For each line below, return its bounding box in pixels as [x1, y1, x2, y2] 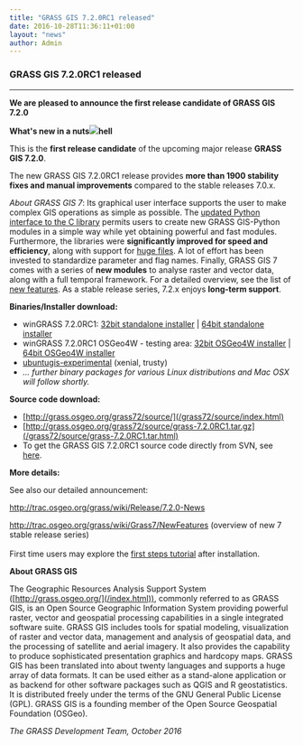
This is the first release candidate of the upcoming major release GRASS [9, 143, 282, 154]
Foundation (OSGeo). [9, 708, 88, 719]
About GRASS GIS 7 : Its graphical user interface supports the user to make [9, 197, 287, 208]
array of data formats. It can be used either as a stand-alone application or [9, 669, 287, 680]
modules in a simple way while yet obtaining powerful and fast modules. [9, 226, 278, 237]
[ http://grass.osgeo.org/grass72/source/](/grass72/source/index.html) [22, 411, 284, 422]
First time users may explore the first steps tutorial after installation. [9, 548, 260, 559]
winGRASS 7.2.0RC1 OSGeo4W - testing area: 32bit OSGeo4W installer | [22, 338, 291, 349]
